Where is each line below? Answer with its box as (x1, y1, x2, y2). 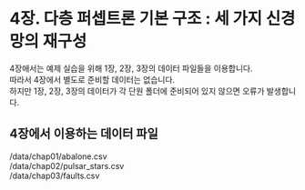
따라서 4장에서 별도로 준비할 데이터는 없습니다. (9, 74, 176, 85)
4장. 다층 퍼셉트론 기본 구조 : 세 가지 (9, 8, 262, 29)
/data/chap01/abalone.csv (9, 151, 107, 162)
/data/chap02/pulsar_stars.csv (9, 160, 125, 171)
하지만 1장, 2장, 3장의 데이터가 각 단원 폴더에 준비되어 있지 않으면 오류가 (9, 85, 265, 96)
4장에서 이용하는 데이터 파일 (9, 126, 158, 142)
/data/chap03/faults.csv (9, 170, 100, 181)
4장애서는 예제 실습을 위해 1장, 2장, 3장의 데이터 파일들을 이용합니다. (9, 63, 253, 74)
